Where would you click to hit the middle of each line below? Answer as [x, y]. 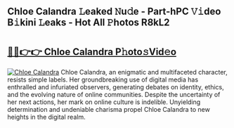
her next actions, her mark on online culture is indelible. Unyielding [104, 102]
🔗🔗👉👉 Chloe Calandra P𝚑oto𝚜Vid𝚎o [92, 52]
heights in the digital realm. [46, 117]
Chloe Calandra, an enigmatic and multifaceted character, [144, 72]
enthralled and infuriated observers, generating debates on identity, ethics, [116, 87]
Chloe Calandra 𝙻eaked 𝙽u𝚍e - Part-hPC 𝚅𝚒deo [114, 12]
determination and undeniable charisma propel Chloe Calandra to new [109, 109]
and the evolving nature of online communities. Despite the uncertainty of [114, 95]
